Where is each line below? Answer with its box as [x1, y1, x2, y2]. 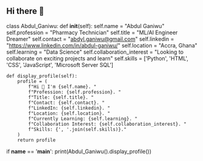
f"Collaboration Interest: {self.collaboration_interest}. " [28, 121, 187, 127]
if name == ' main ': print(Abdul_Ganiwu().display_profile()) [6, 148, 152, 155]
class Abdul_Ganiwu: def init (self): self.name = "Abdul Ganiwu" [6, 22, 165, 29]
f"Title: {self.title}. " [28, 94, 94, 101]
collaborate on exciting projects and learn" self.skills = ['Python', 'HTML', [6, 54, 189, 62]
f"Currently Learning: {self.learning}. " [28, 115, 138, 122]
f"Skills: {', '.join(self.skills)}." [28, 126, 127, 132]
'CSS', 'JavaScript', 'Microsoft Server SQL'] [6, 61, 114, 68]
